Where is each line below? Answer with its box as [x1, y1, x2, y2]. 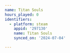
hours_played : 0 [5, 12, 39, 17]
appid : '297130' [14, 26, 48, 31]
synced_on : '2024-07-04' [14, 36, 66, 41]
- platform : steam [9, 21, 48, 27]
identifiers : [5, 17, 32, 22]
